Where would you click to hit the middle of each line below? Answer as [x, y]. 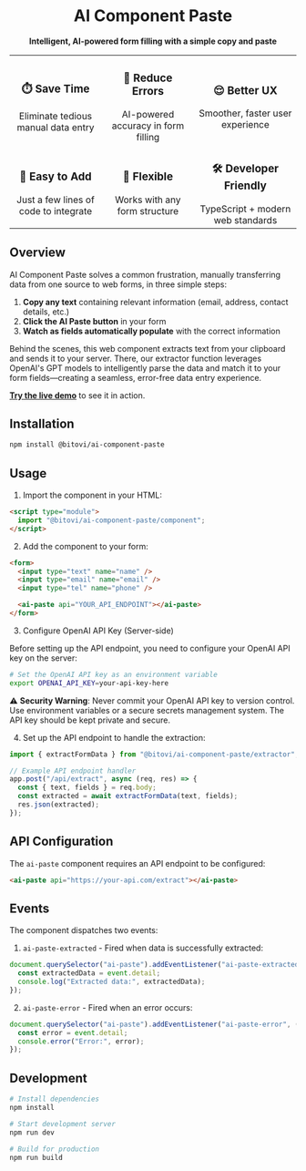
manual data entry [56, 127]
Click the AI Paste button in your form [94, 321]
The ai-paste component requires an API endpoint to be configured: [138, 863]
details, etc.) [46, 312]
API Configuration [61, 842]
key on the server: [43, 658]
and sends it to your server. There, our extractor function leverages [136, 358]
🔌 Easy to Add [56, 177]
